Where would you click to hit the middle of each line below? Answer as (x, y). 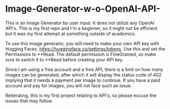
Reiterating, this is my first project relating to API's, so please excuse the (81, 95)
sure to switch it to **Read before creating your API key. (64, 59)
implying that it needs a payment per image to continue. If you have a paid (83, 80)
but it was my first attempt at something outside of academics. (71, 33)
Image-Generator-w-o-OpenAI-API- (83, 9)
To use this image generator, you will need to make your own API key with (82, 43)
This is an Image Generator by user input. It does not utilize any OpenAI (80, 23)
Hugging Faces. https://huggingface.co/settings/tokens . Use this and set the (85, 49)
